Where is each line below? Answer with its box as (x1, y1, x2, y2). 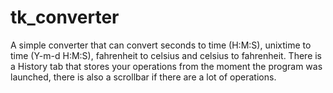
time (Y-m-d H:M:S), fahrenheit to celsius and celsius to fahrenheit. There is (10, 49, 323, 61)
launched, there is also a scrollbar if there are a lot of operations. (10, 71, 277, 83)
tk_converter (10, 6, 120, 29)
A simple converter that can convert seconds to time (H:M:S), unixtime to (10, 39, 312, 51)
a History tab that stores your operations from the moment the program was (10, 60, 323, 72)
